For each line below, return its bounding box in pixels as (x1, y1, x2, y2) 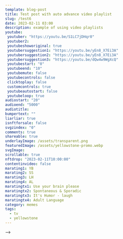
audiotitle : (5, 107, 29, 112)
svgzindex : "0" (5, 125, 36, 130)
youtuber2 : (7, 39, 29, 44)
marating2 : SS (5, 170, 34, 176)
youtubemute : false (7, 71, 47, 76)
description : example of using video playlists (5, 25, 104, 30)
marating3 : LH (5, 175, 34, 180)
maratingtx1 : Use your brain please (5, 184, 79, 189)
